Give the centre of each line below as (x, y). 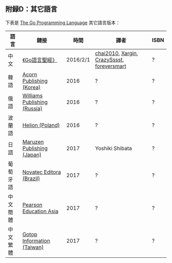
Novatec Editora (42, 172)
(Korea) (31, 87)
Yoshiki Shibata (113, 148)
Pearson (32, 204)
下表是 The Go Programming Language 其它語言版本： (63, 23)
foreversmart (111, 66)
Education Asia (40, 211)
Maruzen (33, 142)
